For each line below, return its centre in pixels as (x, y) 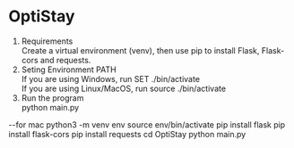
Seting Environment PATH (69, 70)
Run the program (52, 98)
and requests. (65, 60)
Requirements (47, 41)
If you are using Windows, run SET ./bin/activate (111, 78)
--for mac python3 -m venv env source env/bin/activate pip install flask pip (147, 124)
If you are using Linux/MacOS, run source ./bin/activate (123, 88)
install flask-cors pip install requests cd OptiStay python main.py (127, 134)
